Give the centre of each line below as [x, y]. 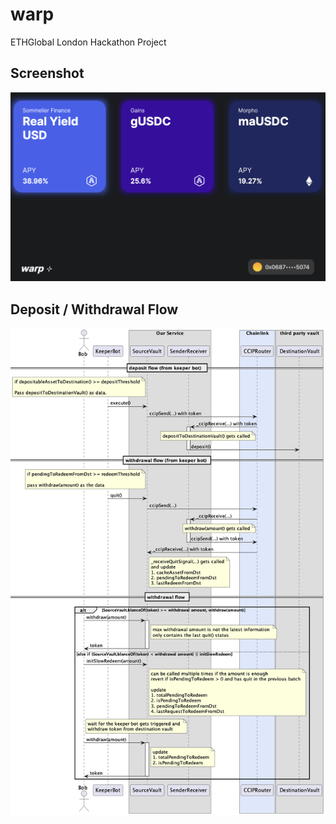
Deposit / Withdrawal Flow [94, 309]
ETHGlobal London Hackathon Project [88, 42]
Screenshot [47, 73]
